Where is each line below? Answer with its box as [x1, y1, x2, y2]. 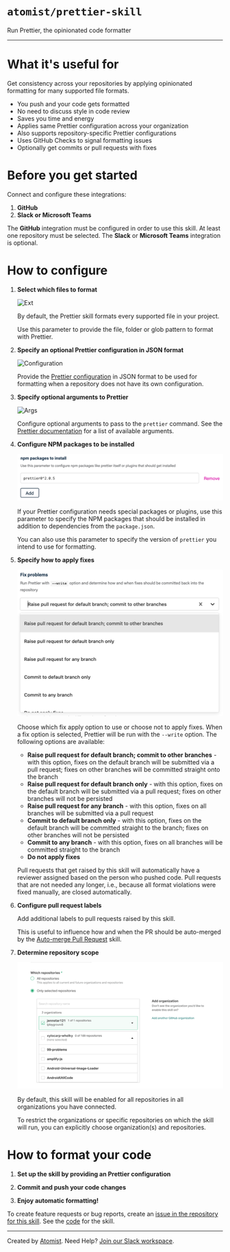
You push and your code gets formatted [16, 99, 130, 108]
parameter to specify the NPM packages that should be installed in [16, 514, 206, 522]
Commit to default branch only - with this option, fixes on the [27, 817, 202, 825]
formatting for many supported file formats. [7, 86, 130, 95]
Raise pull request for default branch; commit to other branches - [27, 751, 217, 759]
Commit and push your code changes [16, 1183, 127, 1192]
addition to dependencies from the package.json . [16, 522, 155, 530]
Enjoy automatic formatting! [16, 1196, 99, 1205]
